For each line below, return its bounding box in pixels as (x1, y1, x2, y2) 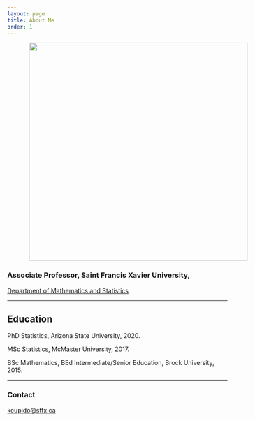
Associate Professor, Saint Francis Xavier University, (7, 270, 191, 280)
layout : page (7, 10, 45, 17)
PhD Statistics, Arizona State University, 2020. (7, 332, 141, 340)
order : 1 (7, 23, 33, 30)
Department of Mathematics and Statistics (7, 286, 129, 295)
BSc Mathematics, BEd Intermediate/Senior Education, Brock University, (7, 359, 214, 367)
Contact (7, 390, 36, 400)
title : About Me (7, 17, 54, 24)
